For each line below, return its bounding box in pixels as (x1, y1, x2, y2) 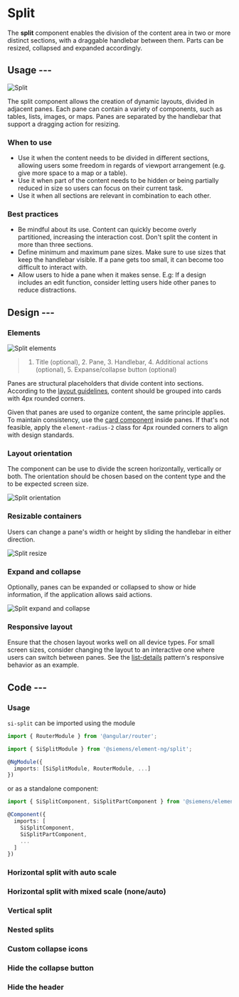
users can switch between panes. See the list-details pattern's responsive (7, 653, 225, 662)
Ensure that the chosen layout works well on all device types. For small (7, 638, 215, 647)
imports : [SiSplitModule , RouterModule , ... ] (14, 765, 152, 772)
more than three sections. (17, 241, 94, 249)
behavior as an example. (7, 660, 80, 670)
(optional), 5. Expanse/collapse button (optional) (35, 365, 177, 374)
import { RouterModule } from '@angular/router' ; (7, 732, 158, 739)
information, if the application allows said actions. (7, 590, 153, 598)
